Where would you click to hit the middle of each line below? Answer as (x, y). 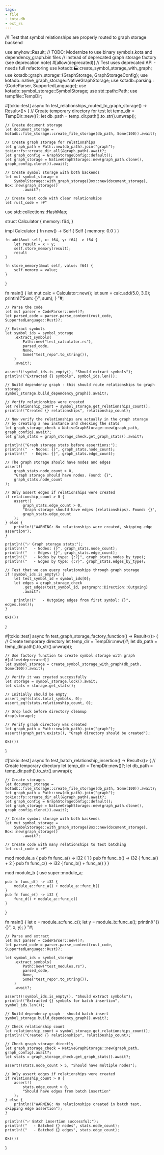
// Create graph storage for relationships (50, 143)
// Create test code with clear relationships (54, 198)
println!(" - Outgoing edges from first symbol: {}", (72, 600)
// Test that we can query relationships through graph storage (72, 570)
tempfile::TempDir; (24, 96)
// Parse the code (24, 307)
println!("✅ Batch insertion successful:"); (52, 1122)
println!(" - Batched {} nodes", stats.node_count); (62, 1126)
